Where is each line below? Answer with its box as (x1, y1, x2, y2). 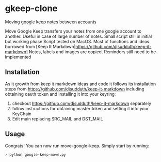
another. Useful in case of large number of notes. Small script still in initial (5, 33, 152, 39)
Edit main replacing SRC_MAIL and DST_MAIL (12, 116, 103, 121)
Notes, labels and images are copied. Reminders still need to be (29, 49, 156, 55)
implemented (5, 54, 32, 59)
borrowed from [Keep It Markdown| (5, 44, 76, 49)
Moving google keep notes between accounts (5, 19, 97, 25)
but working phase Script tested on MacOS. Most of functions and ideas (5, 38, 149, 44)
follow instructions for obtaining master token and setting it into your (12, 105, 149, 111)
